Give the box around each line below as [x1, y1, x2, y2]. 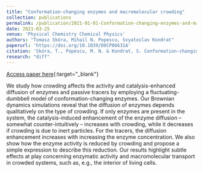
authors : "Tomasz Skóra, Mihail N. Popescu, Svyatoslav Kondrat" [6, 37, 174, 43]
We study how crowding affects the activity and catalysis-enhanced [6, 82, 176, 89]
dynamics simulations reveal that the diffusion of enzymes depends [6, 101, 175, 109]
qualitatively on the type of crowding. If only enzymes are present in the [6, 107, 185, 115]
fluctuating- [150, 88, 179, 95]
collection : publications [6, 14, 71, 21]
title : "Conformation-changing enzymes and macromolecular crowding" [6, 8, 185, 15]
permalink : [6, 20, 34, 26]
